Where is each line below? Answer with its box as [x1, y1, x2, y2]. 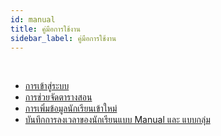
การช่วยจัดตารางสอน [24, 91, 93, 103]
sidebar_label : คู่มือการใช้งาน [10, 33, 117, 43]
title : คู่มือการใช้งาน [10, 24, 81, 34]
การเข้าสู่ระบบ [24, 80, 70, 92]
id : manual [10, 14, 56, 25]
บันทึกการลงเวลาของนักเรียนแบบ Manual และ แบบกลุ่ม [24, 114, 211, 126]
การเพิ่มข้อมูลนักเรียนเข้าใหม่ [24, 102, 118, 115]
